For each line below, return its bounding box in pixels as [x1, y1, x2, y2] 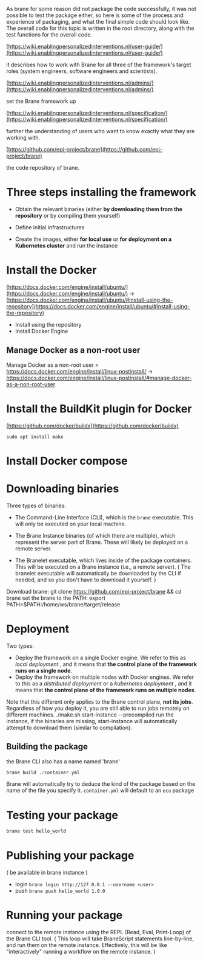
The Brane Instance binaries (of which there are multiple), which [15, 532, 176, 539]
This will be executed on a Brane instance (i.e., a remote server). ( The [15, 563, 191, 571]
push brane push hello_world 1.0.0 [15, 887, 105, 895]
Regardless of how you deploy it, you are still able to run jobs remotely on [6, 704, 190, 712]
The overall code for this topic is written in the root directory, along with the [6, 24, 195, 32]
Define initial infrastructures [15, 223, 85, 231]
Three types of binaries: [6, 502, 67, 509]
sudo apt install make [6, 434, 64, 440]
